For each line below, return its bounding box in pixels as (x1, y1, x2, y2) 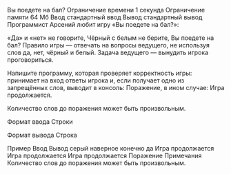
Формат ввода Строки (7, 118, 74, 126)
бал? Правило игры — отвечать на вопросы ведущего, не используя (7, 41, 210, 49)
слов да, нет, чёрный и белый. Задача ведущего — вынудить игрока (7, 48, 209, 56)
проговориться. (7, 56, 54, 64)
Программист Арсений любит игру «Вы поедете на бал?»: (7, 21, 179, 28)
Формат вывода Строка (7, 131, 77, 139)
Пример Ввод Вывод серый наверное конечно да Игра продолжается (7, 144, 214, 152)
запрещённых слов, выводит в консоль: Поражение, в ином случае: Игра (7, 84, 225, 91)
